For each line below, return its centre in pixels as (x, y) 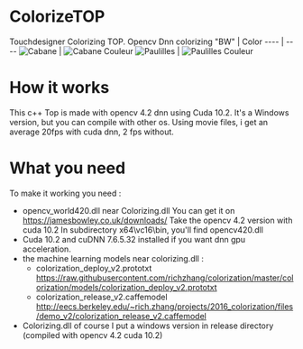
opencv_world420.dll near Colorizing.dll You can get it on (129, 210)
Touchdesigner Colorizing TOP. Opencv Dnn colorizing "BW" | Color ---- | (147, 41)
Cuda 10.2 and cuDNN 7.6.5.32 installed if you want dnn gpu (134, 239)
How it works (60, 88)
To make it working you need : (65, 193)
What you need (68, 168)
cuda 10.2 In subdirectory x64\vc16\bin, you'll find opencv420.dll (143, 230)
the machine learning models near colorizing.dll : (113, 258)
